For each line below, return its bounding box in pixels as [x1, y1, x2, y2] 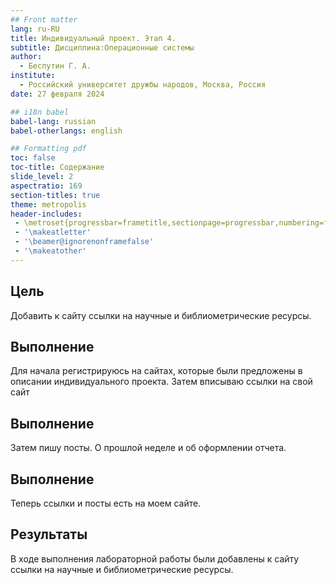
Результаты [10, 526, 88, 543]
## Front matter [10, 14, 78, 25]
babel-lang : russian [10, 116, 97, 126]
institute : [10, 71, 56, 81]
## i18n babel [10, 107, 70, 117]
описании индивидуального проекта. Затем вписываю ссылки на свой [10, 376, 313, 388]
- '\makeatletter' [14, 227, 92, 238]
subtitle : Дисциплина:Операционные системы [10, 42, 195, 53]
